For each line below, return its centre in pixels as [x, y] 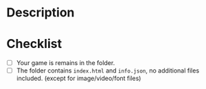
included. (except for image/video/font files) [79, 78]
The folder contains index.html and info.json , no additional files [108, 71]
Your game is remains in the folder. [66, 63]
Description [41, 13]
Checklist [34, 44]
